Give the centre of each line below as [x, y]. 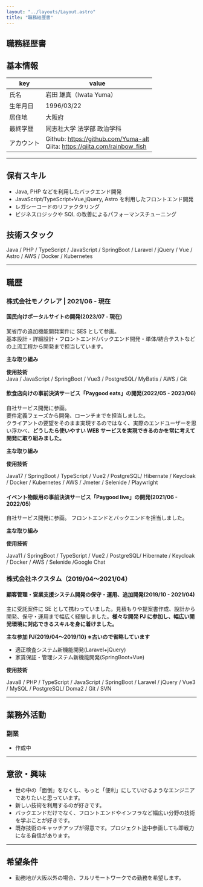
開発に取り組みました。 [35, 438]
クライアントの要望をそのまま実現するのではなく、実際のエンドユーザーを [99, 423]
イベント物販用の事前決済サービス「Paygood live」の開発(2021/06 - [92, 497]
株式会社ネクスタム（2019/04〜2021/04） [69, 579]
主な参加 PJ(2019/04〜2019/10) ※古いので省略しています [78, 637]
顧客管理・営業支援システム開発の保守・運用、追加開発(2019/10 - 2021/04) [101, 594]
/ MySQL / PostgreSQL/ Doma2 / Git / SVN [59, 689]
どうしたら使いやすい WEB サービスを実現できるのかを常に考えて [114, 431]
